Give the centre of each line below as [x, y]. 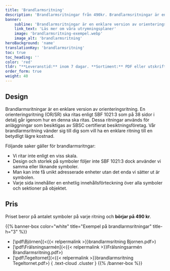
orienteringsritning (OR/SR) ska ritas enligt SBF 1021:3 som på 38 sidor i [80, 114]
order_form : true [24, 72]
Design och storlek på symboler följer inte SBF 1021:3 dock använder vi [87, 161]
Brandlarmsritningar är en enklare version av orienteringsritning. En [75, 109]
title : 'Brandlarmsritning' [35, 10]
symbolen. [24, 177]
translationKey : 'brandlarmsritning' [45, 48]
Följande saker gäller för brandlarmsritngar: [50, 146]
